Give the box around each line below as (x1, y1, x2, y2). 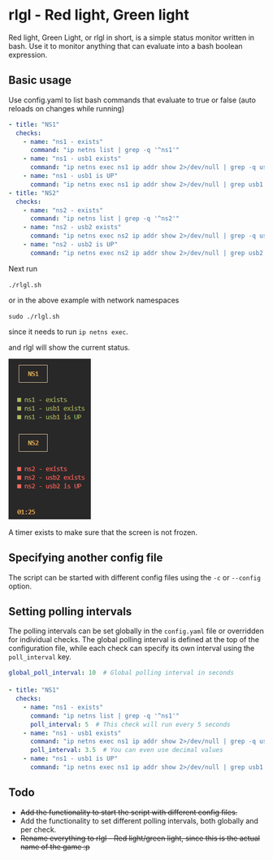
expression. (8, 50, 48, 59)
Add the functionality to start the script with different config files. (19, 807, 238, 817)
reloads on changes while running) (8, 103, 125, 113)
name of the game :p (19, 841, 91, 851)
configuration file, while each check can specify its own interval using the (8, 644, 255, 654)
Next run (8, 263, 38, 273)
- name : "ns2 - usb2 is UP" (23, 241, 118, 249)
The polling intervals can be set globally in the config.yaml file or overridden (8, 626, 264, 636)
